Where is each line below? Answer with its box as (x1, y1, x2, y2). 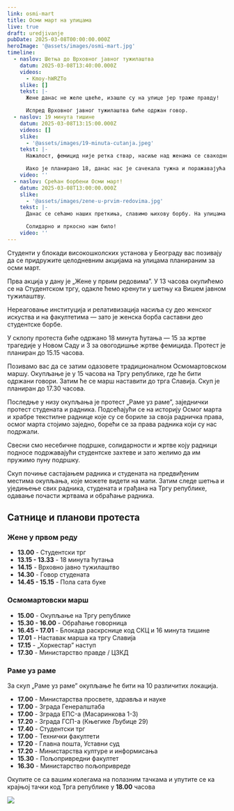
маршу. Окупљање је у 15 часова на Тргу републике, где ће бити (7, 369, 201, 377)
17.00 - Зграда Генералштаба (17, 702, 105, 711)
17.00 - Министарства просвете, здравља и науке (17, 695, 166, 704)
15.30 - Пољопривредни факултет (17, 755, 119, 763)
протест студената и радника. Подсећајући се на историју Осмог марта (7, 405, 222, 414)
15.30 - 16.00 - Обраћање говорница (17, 619, 127, 627)
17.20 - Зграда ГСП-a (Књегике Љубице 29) (17, 718, 148, 726)
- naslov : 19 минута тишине (13, 114, 95, 121)
